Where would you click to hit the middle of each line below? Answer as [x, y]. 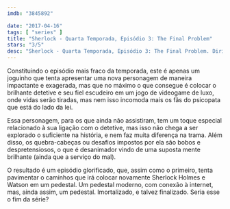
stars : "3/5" [26, 45]
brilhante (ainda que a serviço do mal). [62, 157]
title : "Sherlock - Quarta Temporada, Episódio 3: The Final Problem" [110, 38]
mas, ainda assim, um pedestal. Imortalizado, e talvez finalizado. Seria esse [114, 192]
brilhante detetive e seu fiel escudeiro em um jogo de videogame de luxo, [111, 93]
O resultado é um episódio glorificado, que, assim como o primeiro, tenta [110, 170]
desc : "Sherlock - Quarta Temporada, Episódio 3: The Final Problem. [108, 51]
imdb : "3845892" [30, 13]
